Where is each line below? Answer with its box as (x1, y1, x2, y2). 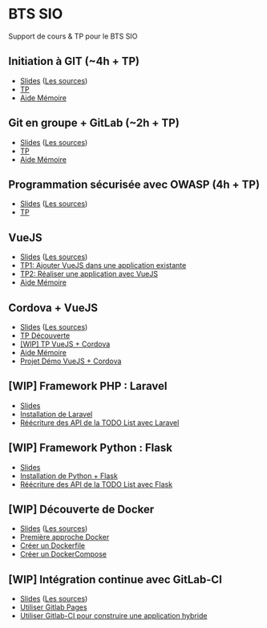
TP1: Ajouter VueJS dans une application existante (19, 261, 187, 270)
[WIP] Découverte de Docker (8, 503, 155, 517)
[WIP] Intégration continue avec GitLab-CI (8, 573, 223, 586)
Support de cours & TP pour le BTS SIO (8, 31, 138, 41)
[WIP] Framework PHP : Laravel (8, 379, 168, 393)
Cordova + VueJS (8, 301, 99, 314)
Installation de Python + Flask (19, 471, 118, 480)
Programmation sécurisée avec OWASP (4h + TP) (8, 177, 261, 191)
